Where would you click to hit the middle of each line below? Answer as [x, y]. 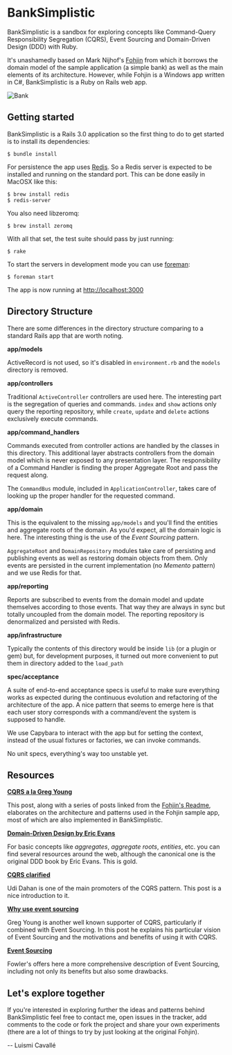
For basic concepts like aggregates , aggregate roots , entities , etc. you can [114, 847]
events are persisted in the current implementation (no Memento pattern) [111, 565]
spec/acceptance [33, 676]
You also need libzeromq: [43, 213]
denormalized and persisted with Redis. [63, 622]
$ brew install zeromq [40, 226]
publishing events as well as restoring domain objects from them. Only [107, 558]
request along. [28, 475]
